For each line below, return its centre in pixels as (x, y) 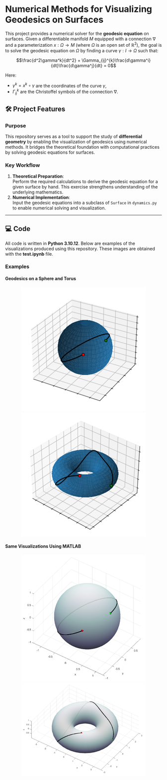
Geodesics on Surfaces (54, 20)
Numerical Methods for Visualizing (79, 9)
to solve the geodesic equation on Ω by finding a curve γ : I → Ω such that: (82, 50)
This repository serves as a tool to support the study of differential (74, 137)
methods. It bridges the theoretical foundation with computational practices (83, 147)
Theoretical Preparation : (38, 176)
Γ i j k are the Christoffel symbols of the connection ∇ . (65, 92)
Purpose (16, 126)
